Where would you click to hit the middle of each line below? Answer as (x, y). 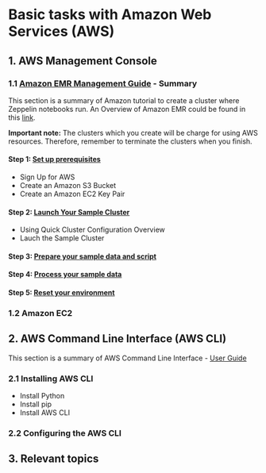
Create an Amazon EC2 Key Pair (72, 194)
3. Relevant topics (54, 459)
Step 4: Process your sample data (65, 275)
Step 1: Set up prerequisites (54, 160)
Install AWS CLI (44, 413)
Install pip (35, 404)
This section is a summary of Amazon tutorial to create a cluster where (124, 100)
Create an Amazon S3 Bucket (68, 186)
